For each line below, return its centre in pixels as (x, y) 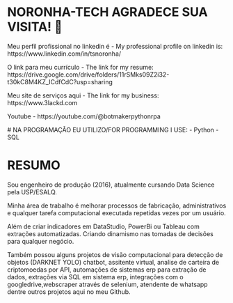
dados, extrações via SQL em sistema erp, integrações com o (95, 277)
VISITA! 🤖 (35, 27)
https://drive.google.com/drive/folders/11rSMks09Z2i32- (88, 75)
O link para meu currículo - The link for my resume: (81, 67)
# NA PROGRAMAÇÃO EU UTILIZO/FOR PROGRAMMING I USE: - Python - (113, 130)
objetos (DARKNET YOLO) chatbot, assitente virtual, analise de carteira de (113, 262)
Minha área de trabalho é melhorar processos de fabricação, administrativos (117, 205)
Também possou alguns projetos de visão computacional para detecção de (115, 254)
